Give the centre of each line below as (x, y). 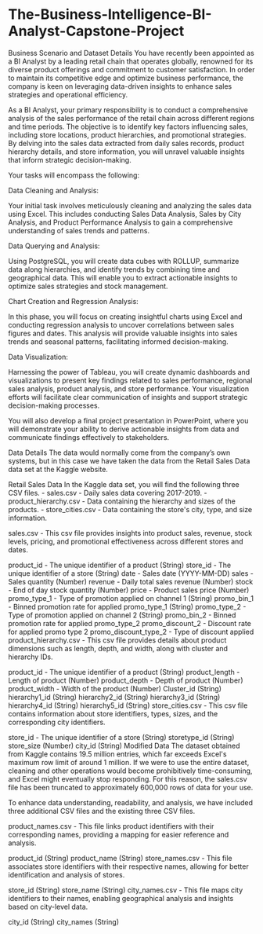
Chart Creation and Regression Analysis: (73, 301)
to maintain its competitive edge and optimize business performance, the (126, 78)
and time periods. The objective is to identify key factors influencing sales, (128, 126)
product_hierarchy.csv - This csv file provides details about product (117, 640)
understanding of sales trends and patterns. (79, 230)
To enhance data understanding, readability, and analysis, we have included (130, 802)
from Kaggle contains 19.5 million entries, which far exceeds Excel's (117, 754)
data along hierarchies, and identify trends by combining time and (114, 269)
